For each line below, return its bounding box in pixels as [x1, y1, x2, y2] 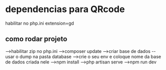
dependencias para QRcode [5, 4, 125, 15]
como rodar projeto [5, 35, 68, 43]
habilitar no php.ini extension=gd [5, 20, 75, 26]
